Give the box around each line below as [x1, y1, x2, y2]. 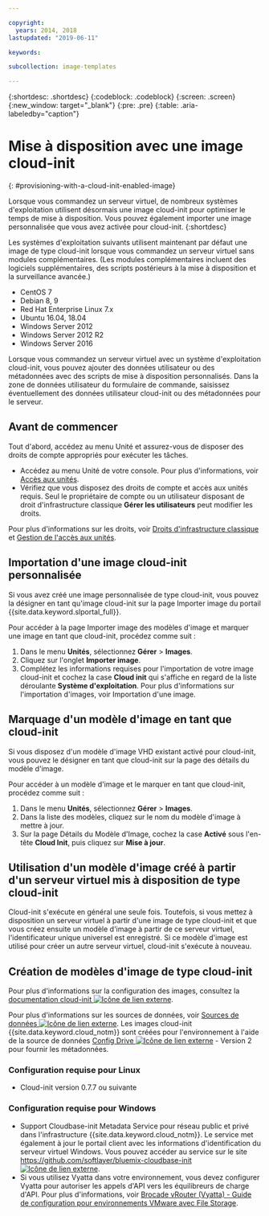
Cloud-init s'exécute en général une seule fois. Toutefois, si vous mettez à [8, 907, 253, 917]
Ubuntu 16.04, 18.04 [19, 313, 87, 322]
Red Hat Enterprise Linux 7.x [19, 305, 114, 314]
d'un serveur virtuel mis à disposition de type [8, 873, 241, 887]
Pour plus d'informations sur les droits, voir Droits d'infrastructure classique [8, 524, 259, 533]
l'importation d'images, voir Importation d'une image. [19, 689, 196, 699]
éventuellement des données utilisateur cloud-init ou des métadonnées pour [8, 388, 261, 398]
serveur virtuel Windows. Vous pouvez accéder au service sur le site [19, 1147, 247, 1156]
